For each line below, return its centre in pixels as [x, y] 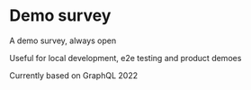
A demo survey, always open [63, 40]
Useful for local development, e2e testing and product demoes [126, 58]
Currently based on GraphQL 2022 [73, 75]
